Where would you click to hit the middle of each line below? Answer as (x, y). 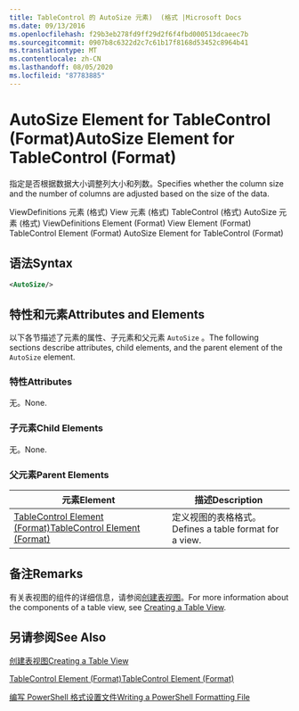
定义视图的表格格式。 (217, 517)
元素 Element (89, 500)
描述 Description (229, 500)
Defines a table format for (226, 529)
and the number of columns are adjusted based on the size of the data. (139, 194)
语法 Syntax (41, 264)
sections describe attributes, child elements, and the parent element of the (146, 348)
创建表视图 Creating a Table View (69, 660)
